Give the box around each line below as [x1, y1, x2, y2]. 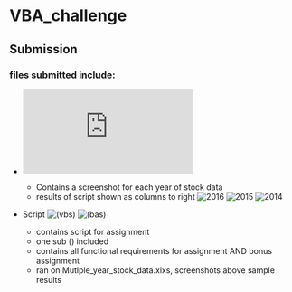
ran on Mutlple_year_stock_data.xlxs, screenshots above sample [35, 264, 276, 276]
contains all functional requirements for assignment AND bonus [35, 245, 273, 256]
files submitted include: [9, 69, 116, 81]
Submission [9, 42, 79, 57]
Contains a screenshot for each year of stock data [35, 182, 223, 193]
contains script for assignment [35, 226, 150, 237]
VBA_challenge [9, 5, 127, 26]
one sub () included [35, 236, 109, 247]
